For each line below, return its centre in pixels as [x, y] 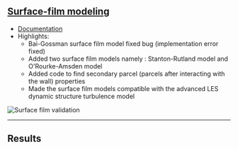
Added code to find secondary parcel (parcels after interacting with [126, 73]
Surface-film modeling [58, 12]
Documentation [40, 28]
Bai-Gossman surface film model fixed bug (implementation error [123, 43]
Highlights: [33, 36]
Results [24, 139]
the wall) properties [57, 81]
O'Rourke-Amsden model [65, 66]
